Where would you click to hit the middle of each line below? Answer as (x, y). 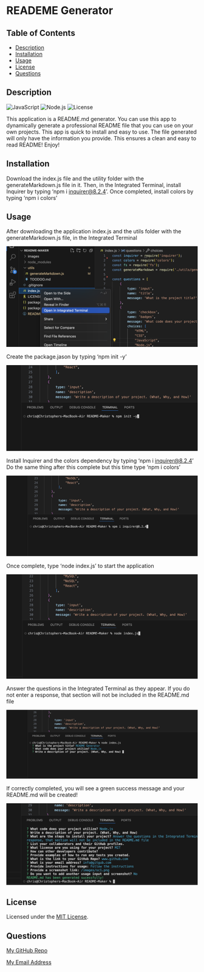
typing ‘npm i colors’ (32, 197)
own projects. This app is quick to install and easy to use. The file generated (102, 132)
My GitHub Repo (27, 950)
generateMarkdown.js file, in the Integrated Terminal (72, 238)
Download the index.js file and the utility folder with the (75, 178)
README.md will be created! (42, 795)
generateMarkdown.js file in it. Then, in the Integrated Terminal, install (93, 185)
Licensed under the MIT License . (47, 917)
